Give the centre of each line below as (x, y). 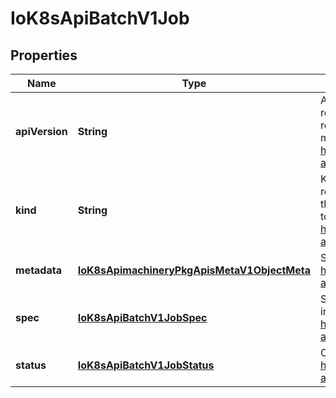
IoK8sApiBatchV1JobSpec (142, 317)
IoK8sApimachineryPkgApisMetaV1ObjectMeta (194, 270)
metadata (38, 270)
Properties (44, 55)
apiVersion (41, 131)
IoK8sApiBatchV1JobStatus (146, 365)
